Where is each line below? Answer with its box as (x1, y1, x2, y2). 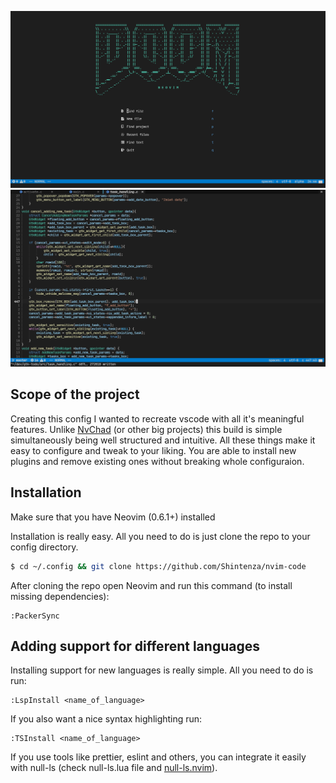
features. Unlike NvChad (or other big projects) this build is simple (10, 423, 283, 435)
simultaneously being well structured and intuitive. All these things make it (10, 434, 316, 446)
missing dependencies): (10, 590, 110, 602)
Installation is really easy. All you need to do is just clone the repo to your (10, 530, 311, 542)
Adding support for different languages (10, 637, 260, 655)
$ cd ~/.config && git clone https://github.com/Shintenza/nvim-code (10, 561, 307, 571)
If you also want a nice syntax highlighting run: (10, 713, 203, 725)
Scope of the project (10, 386, 140, 403)
